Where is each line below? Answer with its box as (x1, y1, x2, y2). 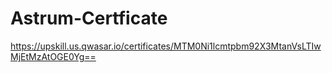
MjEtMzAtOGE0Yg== (10, 50, 97, 62)
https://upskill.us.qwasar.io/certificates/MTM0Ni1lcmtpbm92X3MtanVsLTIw (10, 40, 322, 52)
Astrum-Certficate (10, 7, 168, 30)
